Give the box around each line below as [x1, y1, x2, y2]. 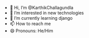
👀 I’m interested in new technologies [9, 10, 84, 16]
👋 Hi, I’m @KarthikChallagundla [9, 5, 74, 10]
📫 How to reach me [9, 21, 51, 27]
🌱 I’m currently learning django [9, 15, 73, 21]
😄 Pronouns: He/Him [9, 28, 53, 34]
